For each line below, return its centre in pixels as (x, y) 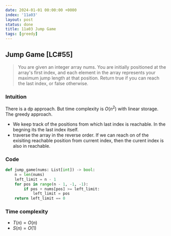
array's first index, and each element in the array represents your (87, 72)
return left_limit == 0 (40, 199)
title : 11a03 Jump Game (31, 29)
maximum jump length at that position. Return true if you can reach (89, 78)
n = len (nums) (30, 174)
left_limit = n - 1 (35, 179)
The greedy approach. (29, 114)
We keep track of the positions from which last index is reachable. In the (89, 124)
